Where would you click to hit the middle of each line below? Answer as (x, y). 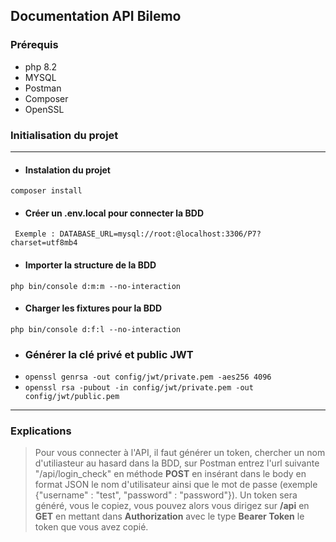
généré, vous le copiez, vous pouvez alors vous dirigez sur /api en (172, 506)
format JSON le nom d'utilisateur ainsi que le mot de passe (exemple (176, 485)
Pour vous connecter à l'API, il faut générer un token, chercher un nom (180, 453)
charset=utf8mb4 (44, 243)
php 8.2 (41, 66)
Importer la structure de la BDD (90, 265)
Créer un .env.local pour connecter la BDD (114, 213)
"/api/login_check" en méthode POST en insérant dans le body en (170, 474)
